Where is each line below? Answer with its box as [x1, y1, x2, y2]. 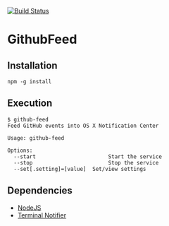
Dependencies [7, 184, 73, 197]
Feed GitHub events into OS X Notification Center [7, 122, 159, 129]
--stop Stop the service [13, 159, 159, 166]
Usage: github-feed [7, 134, 65, 141]
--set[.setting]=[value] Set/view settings [13, 165, 146, 172]
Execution [7, 97, 53, 109]
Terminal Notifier [17, 210, 67, 219]
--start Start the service [13, 153, 162, 160]
